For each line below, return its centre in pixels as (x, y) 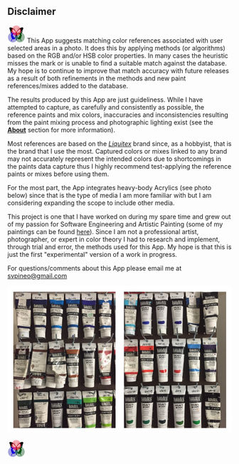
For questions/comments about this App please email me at (95, 268)
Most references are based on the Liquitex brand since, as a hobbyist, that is (120, 143)
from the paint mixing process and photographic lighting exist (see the (110, 122)
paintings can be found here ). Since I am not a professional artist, (103, 231)
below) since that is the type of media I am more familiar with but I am (110, 195)
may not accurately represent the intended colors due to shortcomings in (115, 159)
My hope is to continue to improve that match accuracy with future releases (118, 70)
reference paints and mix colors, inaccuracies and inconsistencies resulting (118, 115)
